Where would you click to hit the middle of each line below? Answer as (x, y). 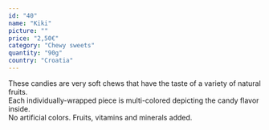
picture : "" (28, 30)
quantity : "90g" (35, 53)
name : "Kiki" (30, 23)
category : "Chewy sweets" (51, 46)
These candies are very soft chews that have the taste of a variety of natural (134, 83)
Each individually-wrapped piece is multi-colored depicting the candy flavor (134, 100)
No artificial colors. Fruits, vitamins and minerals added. (100, 117)
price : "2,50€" (34, 38)
